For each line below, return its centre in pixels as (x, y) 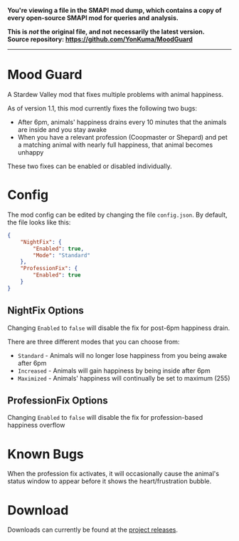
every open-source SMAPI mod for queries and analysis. (93, 18)
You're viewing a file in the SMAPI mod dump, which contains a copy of (115, 10)
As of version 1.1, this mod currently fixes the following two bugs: (102, 108)
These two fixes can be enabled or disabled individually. (90, 166)
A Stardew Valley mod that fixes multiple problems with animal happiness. (116, 94)
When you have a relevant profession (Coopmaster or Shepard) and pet (122, 137)
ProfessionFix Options (58, 400)
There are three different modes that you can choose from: (94, 341)
